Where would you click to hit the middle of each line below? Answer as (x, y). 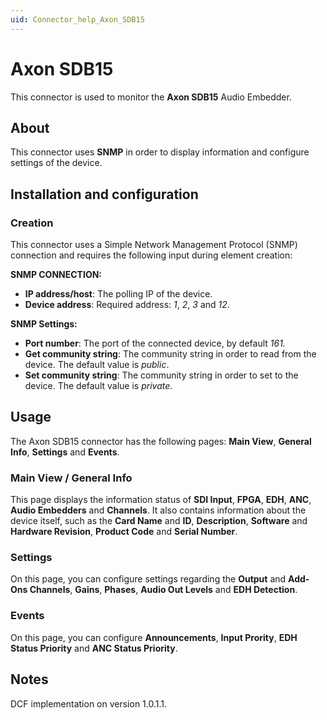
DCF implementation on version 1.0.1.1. (89, 703)
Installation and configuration (104, 194)
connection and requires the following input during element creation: (151, 255)
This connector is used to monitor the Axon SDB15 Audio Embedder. (151, 97)
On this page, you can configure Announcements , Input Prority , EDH (154, 637)
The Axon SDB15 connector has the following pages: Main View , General (161, 441)
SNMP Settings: (44, 324)
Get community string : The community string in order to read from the (170, 354)
